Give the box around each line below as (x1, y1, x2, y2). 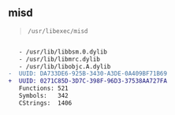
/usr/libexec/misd (27, 27, 88, 35)
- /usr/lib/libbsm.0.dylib (18, 47, 108, 56)
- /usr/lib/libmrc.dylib (18, 55, 101, 63)
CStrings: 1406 (18, 98, 73, 107)
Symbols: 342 (18, 92, 69, 100)
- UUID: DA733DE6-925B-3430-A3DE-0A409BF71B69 (8, 70, 168, 78)
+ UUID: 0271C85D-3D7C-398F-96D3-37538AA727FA (8, 77, 168, 85)
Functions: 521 (18, 84, 69, 93)
